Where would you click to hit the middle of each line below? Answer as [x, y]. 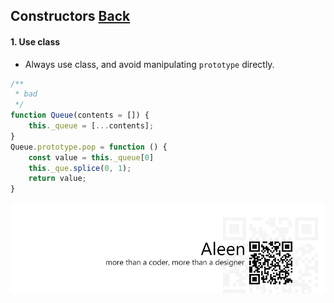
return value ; [57, 179]
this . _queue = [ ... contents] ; [91, 126]
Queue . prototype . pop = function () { [89, 147]
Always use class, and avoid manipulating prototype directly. [149, 64]
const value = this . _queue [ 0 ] [91, 157]
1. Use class [35, 41]
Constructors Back [70, 16]
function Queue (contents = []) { [80, 115]
